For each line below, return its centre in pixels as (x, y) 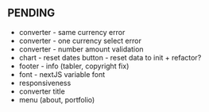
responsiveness (45, 83)
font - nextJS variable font (62, 74)
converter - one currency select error (80, 41)
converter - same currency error (72, 32)
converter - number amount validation (81, 49)
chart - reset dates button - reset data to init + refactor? (110, 57)
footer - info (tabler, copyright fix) (74, 66)
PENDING (31, 13)
